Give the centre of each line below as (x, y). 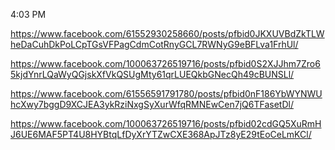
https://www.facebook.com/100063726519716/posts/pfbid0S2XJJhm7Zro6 (165, 63)
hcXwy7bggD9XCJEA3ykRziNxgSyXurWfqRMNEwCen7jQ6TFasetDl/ (152, 104)
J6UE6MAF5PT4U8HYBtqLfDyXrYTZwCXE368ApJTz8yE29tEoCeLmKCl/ (161, 134)
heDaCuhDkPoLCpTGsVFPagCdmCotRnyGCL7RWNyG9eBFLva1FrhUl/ (154, 44)
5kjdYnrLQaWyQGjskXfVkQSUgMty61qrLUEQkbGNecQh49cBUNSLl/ (152, 74)
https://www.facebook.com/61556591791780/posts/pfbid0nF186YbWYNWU (166, 93)
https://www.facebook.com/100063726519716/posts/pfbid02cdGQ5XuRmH (166, 123)
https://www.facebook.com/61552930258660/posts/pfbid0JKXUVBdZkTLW (167, 33)
